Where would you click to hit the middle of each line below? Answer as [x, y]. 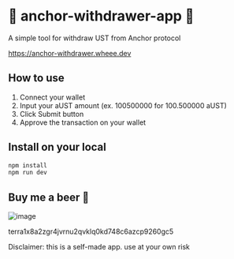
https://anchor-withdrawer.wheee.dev [70, 53]
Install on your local [57, 147]
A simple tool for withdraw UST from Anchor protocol [95, 38]
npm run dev [28, 173]
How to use [36, 78]
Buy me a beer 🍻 [48, 197]
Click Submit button [52, 114]
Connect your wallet [52, 97]
